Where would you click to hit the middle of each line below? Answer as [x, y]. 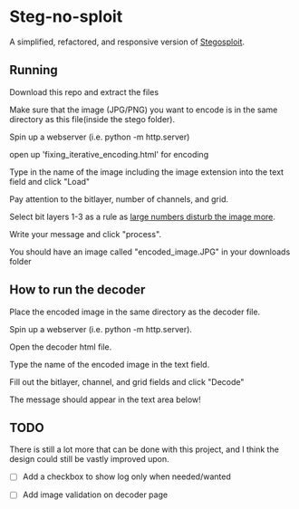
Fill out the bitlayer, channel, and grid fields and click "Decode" [127, 381]
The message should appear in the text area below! [105, 399]
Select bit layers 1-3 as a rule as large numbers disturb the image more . [143, 216]
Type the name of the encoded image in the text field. [110, 364]
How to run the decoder [77, 290]
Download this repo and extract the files [84, 91]
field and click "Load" [50, 181]
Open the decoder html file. [61, 347]
